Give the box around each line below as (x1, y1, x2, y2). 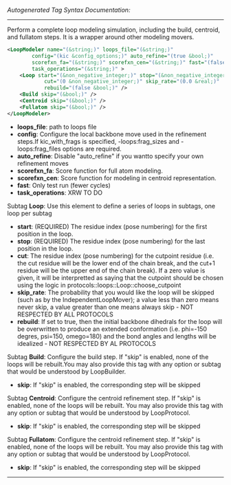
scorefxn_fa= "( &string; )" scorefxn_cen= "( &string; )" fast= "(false (32, 58, 226, 66)
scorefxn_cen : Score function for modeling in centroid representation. (16, 173, 217, 182)
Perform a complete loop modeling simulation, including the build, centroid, (7, 25, 220, 34)
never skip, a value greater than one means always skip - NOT (16, 303, 194, 311)
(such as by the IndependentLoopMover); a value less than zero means (16, 295, 219, 303)
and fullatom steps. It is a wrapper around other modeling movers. (7, 33, 195, 41)
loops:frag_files (16, 144, 61, 153)
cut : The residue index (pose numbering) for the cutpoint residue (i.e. (16, 251, 214, 260)
